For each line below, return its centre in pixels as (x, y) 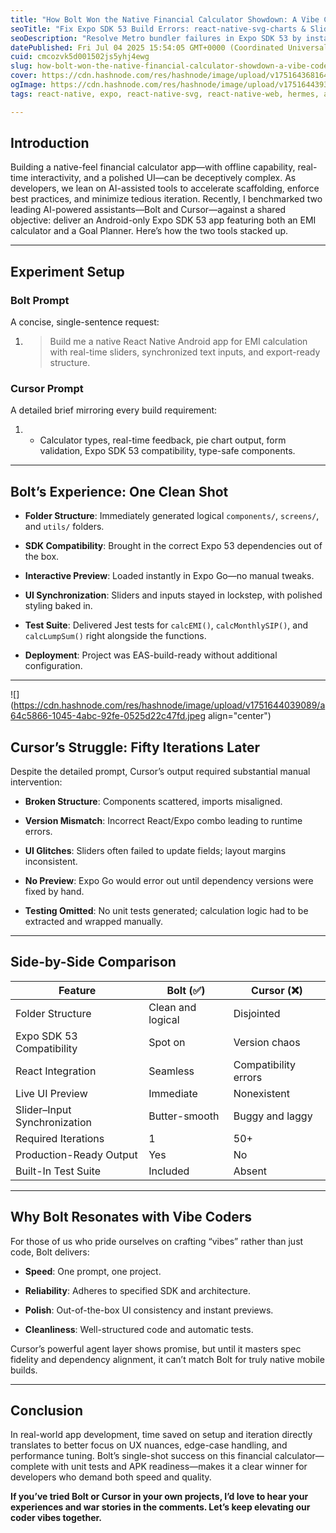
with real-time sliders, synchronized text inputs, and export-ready (185, 352)
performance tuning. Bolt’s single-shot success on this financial (141, 1456)
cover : (24, 76)
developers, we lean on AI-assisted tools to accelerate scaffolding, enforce (165, 188)
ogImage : (28, 85)
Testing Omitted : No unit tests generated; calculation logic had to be (166, 911)
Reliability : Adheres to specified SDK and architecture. (137, 1290)
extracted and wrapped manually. (94, 922)
